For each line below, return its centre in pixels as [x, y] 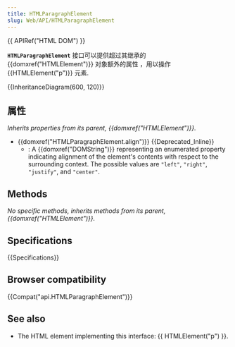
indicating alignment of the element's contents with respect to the [123, 157]
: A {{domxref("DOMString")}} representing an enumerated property [127, 150]
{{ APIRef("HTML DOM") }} [46, 40]
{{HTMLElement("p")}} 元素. [48, 73]
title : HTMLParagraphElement [50, 14]
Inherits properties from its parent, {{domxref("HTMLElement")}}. [102, 128]
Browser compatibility [57, 280]
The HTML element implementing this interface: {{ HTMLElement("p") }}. [123, 336]
